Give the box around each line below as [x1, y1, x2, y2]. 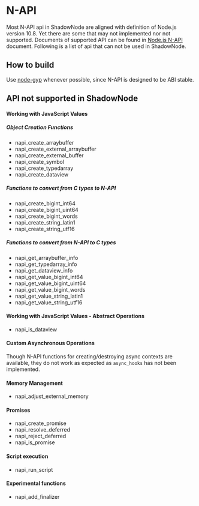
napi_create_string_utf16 [14, 225, 75, 232]
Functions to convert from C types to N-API [6, 184, 116, 192]
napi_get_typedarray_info [14, 261, 77, 268]
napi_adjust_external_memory [14, 393, 89, 400]
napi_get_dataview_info [14, 267, 73, 274]
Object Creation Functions [6, 124, 74, 131]
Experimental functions [6, 480, 66, 487]
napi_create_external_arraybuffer [14, 145, 97, 152]
